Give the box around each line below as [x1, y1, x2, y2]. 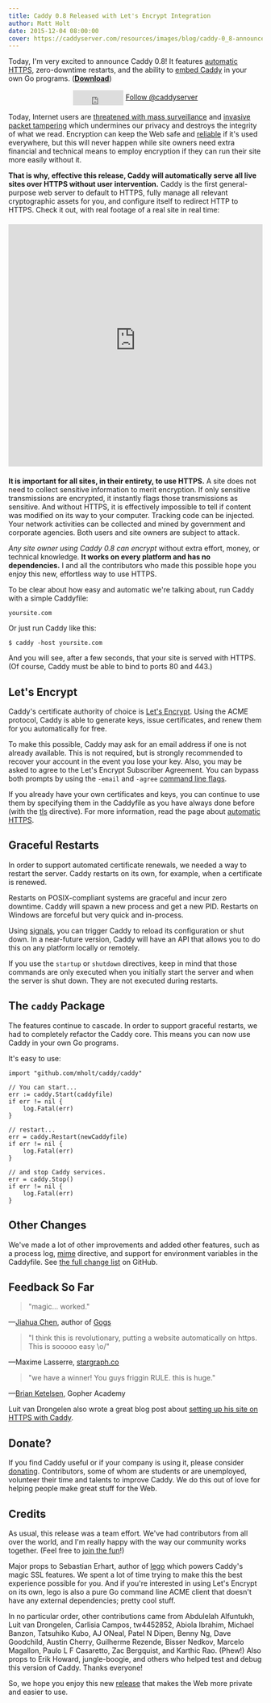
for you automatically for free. [8, 724, 107, 734]
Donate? [8, 1436, 52, 1450]
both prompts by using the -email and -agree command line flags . [8, 774, 227, 784]
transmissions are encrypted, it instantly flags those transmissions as [8, 494, 238, 504]
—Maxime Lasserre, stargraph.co [8, 1357, 119, 1367]
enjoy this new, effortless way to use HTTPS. [8, 569, 157, 579]
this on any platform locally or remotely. [8, 942, 140, 952]
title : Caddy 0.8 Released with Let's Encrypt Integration [8, 11, 211, 20]
